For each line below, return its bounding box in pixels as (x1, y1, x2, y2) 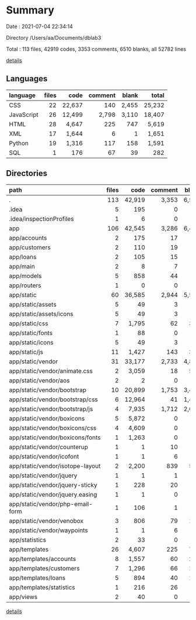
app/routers (9, 281, 42, 290)
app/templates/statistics (9, 583, 76, 591)
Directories (6, 168, 48, 178)
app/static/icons (9, 338, 54, 346)
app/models (9, 271, 42, 280)
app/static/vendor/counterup (9, 443, 89, 451)
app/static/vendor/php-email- (9, 500, 93, 508)
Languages (6, 74, 48, 84)
